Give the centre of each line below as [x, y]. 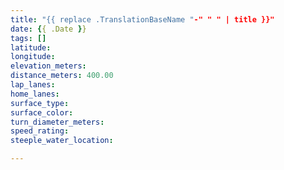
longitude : [33, 57]
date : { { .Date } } [48, 29]
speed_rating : [40, 131]
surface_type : [40, 103]
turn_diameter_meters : [57, 122]
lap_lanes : [33, 85]
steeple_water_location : [62, 141]
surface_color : [42, 112]
